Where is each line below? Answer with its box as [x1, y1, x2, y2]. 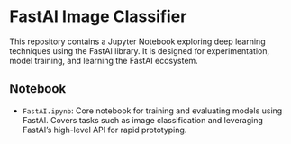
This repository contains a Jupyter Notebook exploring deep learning [9, 36, 266, 47]
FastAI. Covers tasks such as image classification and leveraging [22, 114, 264, 125]
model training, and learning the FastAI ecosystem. [9, 55, 198, 66]
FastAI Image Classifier [9, 6, 187, 27]
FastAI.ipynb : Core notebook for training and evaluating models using [22, 105, 283, 116]
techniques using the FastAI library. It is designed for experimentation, [9, 45, 270, 56]
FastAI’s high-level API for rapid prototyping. [22, 124, 187, 135]
